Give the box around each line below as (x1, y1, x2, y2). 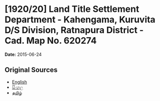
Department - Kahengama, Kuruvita (4, 14, 156, 25)
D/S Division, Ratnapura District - (4, 25, 144, 36)
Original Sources (4, 66, 58, 74)
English (11, 79, 27, 85)
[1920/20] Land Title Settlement (4, 3, 140, 15)
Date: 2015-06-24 (4, 51, 42, 57)
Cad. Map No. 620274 (4, 35, 97, 47)
